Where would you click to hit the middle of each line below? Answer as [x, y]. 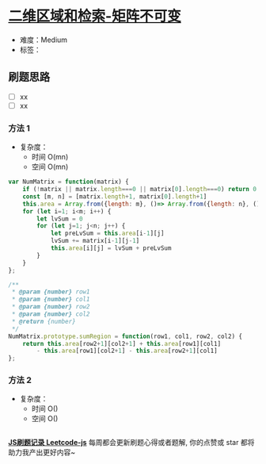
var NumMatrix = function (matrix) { [68, 182]
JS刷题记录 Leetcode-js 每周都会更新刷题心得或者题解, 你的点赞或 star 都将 [131, 443]
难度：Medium [44, 40]
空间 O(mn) [50, 167]
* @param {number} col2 [51, 314]
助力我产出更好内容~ [42, 452]
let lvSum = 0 [60, 219]
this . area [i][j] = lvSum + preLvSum [111, 248]
